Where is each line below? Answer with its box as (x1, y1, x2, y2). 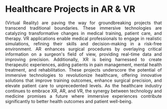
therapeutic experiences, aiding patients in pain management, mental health (5, 62, 162, 68)
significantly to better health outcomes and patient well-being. (5, 98, 133, 104)
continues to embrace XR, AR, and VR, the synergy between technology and (5, 88, 162, 94)
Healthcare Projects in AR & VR (5, 3, 136, 15)
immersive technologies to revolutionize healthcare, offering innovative (5, 72, 162, 78)
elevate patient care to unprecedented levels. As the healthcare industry (5, 82, 162, 88)
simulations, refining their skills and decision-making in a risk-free (5, 40, 162, 46)
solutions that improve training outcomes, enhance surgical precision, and (5, 77, 162, 83)
